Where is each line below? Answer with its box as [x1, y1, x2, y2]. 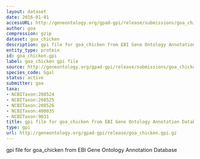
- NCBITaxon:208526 [6, 102, 55, 109]
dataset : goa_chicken [6, 36, 60, 42]
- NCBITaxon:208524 [6, 91, 55, 97]
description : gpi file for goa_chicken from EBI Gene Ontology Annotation [6, 42, 196, 48]
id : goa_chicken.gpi [6, 53, 58, 59]
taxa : [6, 86, 20, 92]
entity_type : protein [6, 47, 60, 53]
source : [6, 63, 26, 70]
